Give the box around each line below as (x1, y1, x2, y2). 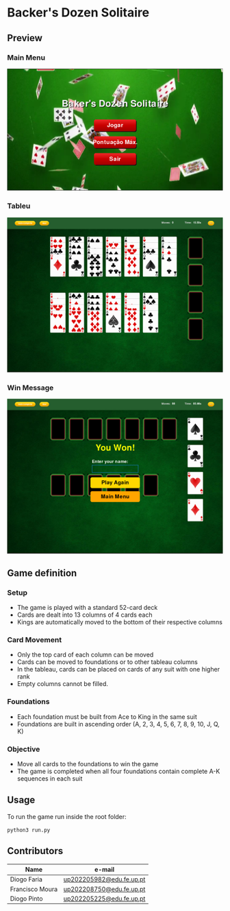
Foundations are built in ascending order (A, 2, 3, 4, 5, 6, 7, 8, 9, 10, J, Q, (16, 720, 220, 728)
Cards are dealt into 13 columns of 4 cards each (16, 611, 153, 619)
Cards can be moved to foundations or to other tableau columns (16, 658, 199, 666)
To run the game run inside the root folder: (7, 812, 127, 820)
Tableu (7, 201, 31, 211)
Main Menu (7, 53, 46, 62)
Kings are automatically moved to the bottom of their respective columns (16, 618, 222, 626)
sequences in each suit (16, 774, 83, 783)
